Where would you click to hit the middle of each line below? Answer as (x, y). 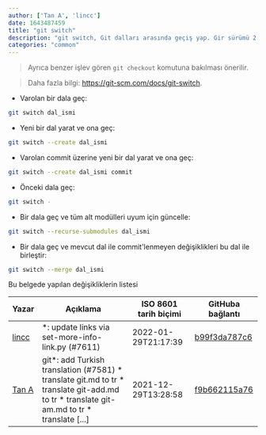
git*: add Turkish (74, 360)
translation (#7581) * (82, 370)
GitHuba (224, 304)
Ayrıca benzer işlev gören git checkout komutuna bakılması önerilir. (138, 67)
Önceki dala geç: (47, 187)
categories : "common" (44, 45)
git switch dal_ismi (42, 113)
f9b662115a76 (224, 390)
